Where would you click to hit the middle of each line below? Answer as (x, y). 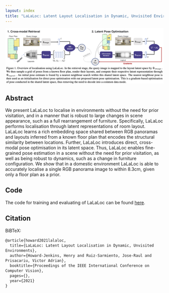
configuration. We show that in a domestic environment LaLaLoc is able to (82, 164)
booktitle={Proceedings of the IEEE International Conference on (80, 266)
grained (13, 153)
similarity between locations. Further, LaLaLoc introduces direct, (72, 142)
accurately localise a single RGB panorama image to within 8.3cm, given (80, 169)
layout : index (20, 11)
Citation (18, 219)
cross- (146, 142)
